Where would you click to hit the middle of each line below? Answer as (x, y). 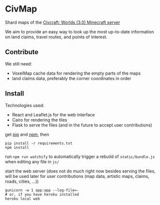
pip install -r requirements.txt (39, 143)
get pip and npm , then (27, 134)
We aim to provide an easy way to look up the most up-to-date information (80, 32)
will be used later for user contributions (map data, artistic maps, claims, (77, 176)
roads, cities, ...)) (22, 181)
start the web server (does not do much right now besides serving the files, (80, 171)
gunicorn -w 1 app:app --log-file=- (42, 190)
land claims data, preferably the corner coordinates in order (72, 78)
